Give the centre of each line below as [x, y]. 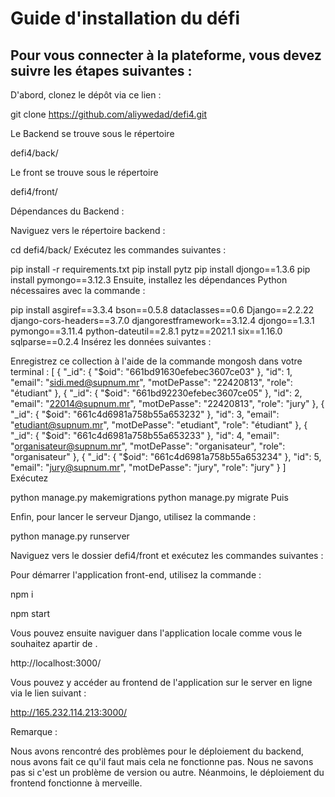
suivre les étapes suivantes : [101, 70]
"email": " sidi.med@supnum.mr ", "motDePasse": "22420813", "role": [151, 382]
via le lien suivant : [48, 693]
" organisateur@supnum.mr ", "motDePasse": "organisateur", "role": [148, 446]
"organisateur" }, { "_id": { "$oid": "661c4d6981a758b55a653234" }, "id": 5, [166, 456]
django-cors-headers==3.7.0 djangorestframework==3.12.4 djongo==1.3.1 [162, 320]
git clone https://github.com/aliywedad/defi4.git [108, 114]
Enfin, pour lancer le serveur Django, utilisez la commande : [133, 516]
